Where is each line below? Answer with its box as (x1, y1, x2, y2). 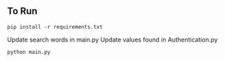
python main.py (7, 48, 51, 55)
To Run (7, 5, 38, 17)
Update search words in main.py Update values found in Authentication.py (7, 35, 218, 44)
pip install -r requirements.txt (7, 23, 103, 30)
